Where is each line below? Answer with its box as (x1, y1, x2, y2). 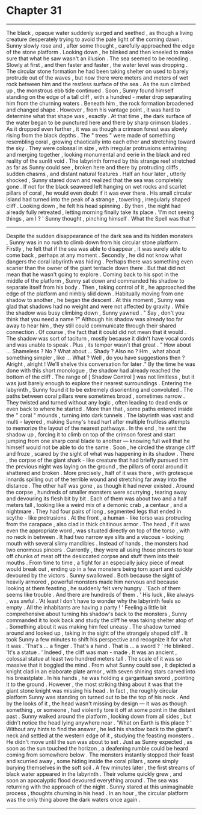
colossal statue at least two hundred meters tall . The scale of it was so (6, 655, 182, 662)
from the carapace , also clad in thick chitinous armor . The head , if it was (6, 520, 191, 527)
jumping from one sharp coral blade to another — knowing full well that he (6, 437, 191, 444)
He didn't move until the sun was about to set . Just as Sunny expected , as (6, 738, 193, 745)
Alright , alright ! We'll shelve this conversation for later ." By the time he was (6, 360, 195, 368)
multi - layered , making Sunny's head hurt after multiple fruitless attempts (6, 418, 191, 425)
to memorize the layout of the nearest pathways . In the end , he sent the (6, 424, 186, 432)
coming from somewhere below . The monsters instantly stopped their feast (6, 751, 194, 758)
